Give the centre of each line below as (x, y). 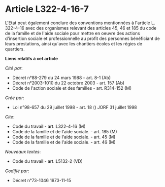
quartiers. (15, 49)
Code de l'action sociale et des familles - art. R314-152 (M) (72, 88)
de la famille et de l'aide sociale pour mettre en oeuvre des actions (73, 33)
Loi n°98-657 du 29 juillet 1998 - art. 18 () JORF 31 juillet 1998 (74, 107)
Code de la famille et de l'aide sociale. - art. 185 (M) (65, 131)
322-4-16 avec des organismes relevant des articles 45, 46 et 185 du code (81, 28)
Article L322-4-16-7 (47, 9)
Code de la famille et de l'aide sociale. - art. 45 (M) (64, 137)
